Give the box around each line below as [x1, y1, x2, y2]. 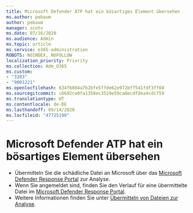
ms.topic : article [6, 42, 51, 48]
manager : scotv [6, 25, 44, 31]
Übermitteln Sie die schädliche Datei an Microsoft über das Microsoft [14, 170, 182, 177]
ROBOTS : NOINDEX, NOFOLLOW [6, 52, 72, 58]
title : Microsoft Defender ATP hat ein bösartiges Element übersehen [6, 8, 181, 15]
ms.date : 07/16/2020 [6, 31, 57, 36]
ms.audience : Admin [6, 36, 54, 42]
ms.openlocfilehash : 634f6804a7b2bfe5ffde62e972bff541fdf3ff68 [6, 85, 165, 91]
